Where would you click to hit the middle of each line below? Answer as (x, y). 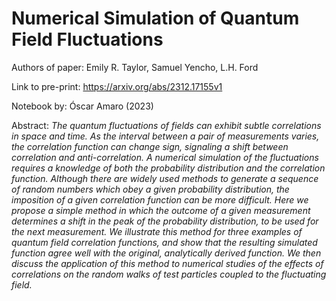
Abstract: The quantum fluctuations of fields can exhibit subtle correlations (166, 125)
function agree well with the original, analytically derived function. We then (166, 253)
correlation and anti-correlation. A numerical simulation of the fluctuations (165, 157)
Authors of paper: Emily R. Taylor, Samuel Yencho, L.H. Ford (135, 67)
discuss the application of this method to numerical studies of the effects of (167, 263)
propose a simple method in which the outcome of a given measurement (161, 210)
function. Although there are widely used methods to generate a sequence (165, 178)
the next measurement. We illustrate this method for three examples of (157, 231)
